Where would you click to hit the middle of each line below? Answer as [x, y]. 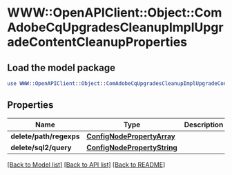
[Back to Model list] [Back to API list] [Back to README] [86, 165]
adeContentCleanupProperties [97, 42]
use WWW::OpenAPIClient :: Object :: [57, 84]
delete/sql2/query [41, 147]
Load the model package [61, 67]
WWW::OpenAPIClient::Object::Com [115, 13]
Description [204, 125]
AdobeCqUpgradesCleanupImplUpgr [115, 27]
